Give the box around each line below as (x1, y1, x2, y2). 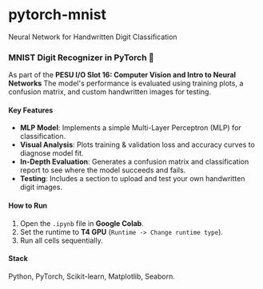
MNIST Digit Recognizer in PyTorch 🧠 (8, 52, 154, 63)
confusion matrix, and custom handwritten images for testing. (8, 87, 212, 97)
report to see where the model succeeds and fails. (19, 165, 186, 175)
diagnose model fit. (19, 148, 84, 158)
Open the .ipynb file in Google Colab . (19, 218, 144, 228)
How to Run (8, 201, 48, 211)
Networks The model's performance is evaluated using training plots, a (8, 78, 244, 89)
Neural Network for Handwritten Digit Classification (8, 32, 177, 42)
